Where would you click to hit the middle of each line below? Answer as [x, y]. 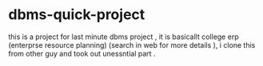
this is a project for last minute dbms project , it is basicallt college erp [124, 37]
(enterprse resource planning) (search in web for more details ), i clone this [132, 45]
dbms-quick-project [77, 15]
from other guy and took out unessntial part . [82, 53]
